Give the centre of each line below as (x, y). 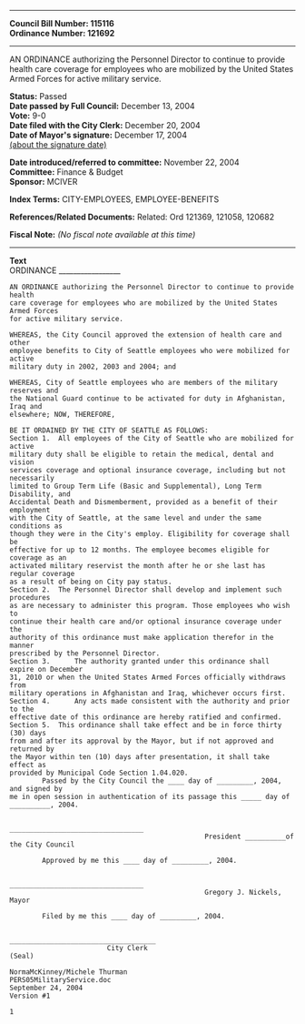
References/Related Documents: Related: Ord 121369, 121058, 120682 (142, 217)
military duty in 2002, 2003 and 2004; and (93, 367)
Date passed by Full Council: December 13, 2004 (102, 106)
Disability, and (40, 494)
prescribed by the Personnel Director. (85, 654)
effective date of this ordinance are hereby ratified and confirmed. (146, 717)
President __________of (249, 836)
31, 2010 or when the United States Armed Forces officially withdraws (148, 677)
